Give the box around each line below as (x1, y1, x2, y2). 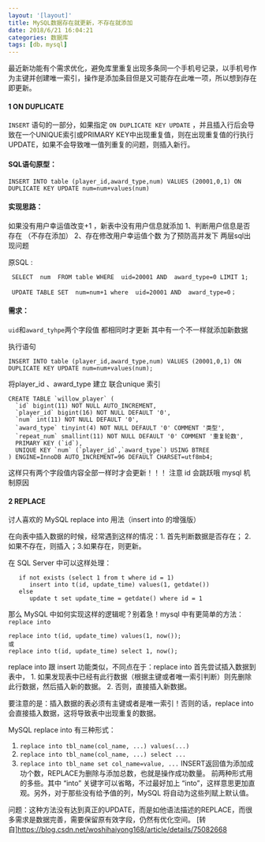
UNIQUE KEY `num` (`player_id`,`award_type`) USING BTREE (15, 446, 211, 454)
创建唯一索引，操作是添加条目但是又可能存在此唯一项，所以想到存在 (35, 73, 257, 83)
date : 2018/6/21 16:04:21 (8, 26, 93, 34)
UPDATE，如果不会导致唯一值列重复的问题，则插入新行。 (8, 140, 195, 150)
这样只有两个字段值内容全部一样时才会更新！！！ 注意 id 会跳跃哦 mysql (8, 468, 242, 477)
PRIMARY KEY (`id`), (15, 439, 83, 447)
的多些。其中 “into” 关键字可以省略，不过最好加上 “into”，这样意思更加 (19, 778, 248, 788)
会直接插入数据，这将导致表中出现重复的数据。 (8, 709, 160, 718)
